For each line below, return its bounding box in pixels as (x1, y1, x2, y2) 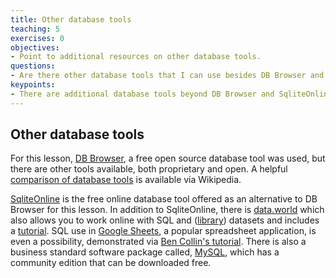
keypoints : (10, 80, 56, 90)
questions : (10, 61, 56, 71)
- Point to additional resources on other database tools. (10, 52, 262, 62)
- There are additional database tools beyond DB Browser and (10, 89, 275, 99)
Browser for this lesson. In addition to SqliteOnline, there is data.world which (10, 204, 325, 216)
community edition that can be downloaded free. (10, 257, 212, 269)
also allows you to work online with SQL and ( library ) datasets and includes (10, 214, 320, 226)
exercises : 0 (10, 33, 65, 43)
